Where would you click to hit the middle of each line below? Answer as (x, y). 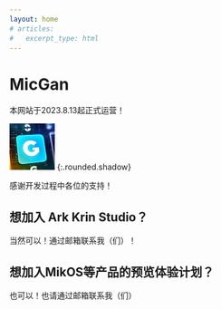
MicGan (39, 84)
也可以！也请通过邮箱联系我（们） (73, 295)
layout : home (34, 19)
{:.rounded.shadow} (94, 167)
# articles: (32, 29)
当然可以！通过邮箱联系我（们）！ (73, 241)
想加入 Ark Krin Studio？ (79, 217)
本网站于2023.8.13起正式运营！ (67, 111)
